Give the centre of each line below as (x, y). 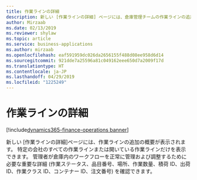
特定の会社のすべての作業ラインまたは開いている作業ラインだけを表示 (102, 149)
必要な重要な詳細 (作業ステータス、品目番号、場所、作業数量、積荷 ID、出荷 (98, 164)
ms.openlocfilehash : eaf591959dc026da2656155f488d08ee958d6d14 (85, 55)
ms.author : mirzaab (30, 50)
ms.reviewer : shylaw (31, 33)
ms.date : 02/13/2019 (31, 28)
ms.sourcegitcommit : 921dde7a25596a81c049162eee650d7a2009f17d (85, 60)
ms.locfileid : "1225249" (36, 83)
